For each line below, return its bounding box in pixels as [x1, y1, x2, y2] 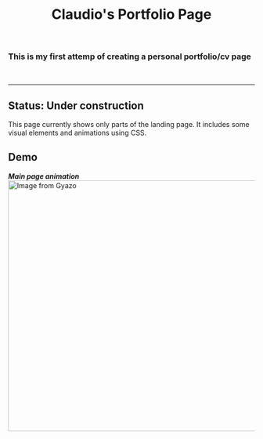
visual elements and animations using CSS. [8, 128, 147, 138]
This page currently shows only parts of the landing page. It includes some [8, 120, 250, 129]
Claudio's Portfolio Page [51, 5, 212, 24]
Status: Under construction [8, 99, 145, 112]
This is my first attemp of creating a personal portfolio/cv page [8, 51, 252, 62]
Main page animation [8, 171, 80, 181]
